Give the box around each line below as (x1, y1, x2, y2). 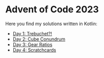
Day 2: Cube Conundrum (12, 36, 66, 42)
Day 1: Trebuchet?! (12, 30, 52, 36)
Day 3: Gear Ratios (12, 41, 53, 47)
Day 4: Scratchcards (12, 47, 56, 53)
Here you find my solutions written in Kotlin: (5, 21, 97, 27)
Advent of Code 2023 (5, 4, 99, 15)
